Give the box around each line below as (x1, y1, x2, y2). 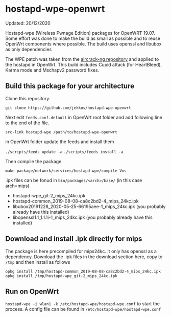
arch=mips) (5, 183, 30, 189)
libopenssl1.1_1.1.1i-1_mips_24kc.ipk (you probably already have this (12, 214, 153, 220)
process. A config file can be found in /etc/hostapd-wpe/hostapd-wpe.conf (5, 306, 161, 312)
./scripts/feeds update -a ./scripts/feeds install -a (5, 149, 124, 154)
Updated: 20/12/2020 (5, 20, 51, 26)
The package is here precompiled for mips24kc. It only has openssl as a (5, 248, 157, 254)
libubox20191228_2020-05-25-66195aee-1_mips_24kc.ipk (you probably (12, 203, 166, 210)
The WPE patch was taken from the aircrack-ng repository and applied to (5, 56, 159, 62)
